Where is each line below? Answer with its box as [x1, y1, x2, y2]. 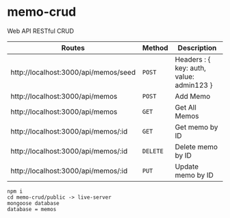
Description [177, 43, 217, 52]
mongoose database [7, 199, 60, 206]
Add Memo [175, 91, 211, 101]
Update [175, 162, 199, 171]
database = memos [7, 206, 57, 213]
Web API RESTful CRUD [7, 27, 74, 35]
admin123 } [175, 80, 213, 90]
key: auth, [175, 63, 207, 73]
